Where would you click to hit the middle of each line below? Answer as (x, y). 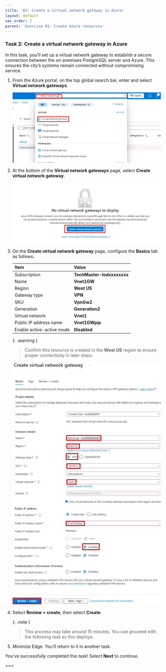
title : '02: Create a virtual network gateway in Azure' (65, 10)
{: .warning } (25, 341)
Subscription (28, 274)
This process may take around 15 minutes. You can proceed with (90, 631)
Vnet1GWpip (87, 323)
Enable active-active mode (42, 329)
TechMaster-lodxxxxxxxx (101, 274)
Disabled (83, 329)
